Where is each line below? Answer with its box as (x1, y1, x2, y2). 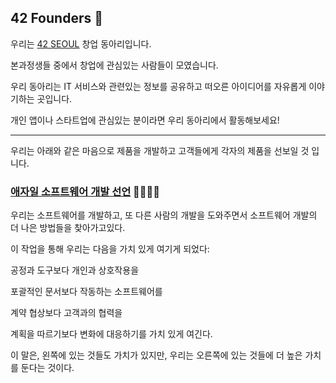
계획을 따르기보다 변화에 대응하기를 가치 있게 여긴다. (10, 328, 213, 340)
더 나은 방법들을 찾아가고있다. (10, 222, 126, 234)
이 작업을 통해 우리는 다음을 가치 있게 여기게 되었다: (10, 243, 210, 255)
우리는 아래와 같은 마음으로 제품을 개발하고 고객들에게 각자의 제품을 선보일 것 (10, 144, 310, 156)
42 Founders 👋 (10, 10, 103, 27)
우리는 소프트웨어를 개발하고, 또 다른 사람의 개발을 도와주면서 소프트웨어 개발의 (10, 209, 318, 221)
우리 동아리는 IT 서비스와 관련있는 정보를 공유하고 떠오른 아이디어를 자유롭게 (10, 80, 307, 92)
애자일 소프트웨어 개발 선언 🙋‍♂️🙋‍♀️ (10, 184, 161, 198)
